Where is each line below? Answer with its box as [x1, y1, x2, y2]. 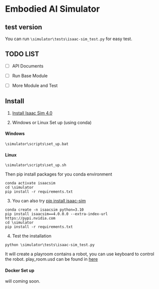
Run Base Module [12, 72, 48, 79]
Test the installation [12, 233, 52, 239]
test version [5, 23, 42, 31]
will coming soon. [5, 278, 40, 284]
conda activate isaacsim [5, 181, 56, 186]
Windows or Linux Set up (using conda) [12, 119, 92, 125]
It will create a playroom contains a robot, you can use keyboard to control [5, 251, 155, 257]
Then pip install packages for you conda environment [5, 171, 112, 177]
